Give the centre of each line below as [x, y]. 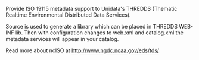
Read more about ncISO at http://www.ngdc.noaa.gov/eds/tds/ [82, 50]
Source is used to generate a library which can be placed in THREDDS [92, 26]
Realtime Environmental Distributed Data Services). [69, 15]
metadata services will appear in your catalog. [62, 39]
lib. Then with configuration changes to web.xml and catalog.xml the [99, 33]
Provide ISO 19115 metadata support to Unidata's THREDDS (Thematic [91, 9]
